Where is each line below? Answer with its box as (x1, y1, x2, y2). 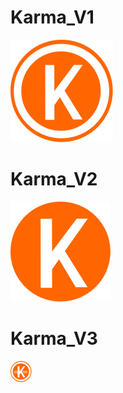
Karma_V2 (10, 168, 98, 191)
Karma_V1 (10, 6, 95, 29)
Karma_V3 (10, 327, 98, 350)
